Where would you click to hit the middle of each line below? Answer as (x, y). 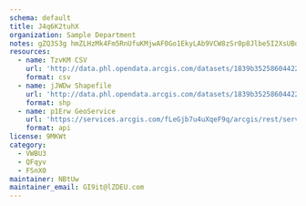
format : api (48, 129)
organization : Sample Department (73, 35)
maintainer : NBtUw (44, 179)
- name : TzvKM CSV (53, 60)
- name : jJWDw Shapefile (65, 86)
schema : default (40, 18)
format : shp (48, 103)
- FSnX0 (32, 170)
